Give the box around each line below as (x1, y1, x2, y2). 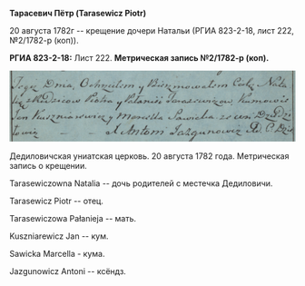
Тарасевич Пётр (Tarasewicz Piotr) (9, 8, 147, 18)
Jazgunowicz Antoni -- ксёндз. (9, 266, 127, 277)
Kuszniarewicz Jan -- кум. (9, 231, 109, 242)
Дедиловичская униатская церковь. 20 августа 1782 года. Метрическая (9, 151, 290, 162)
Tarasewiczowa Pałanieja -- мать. (9, 213, 136, 224)
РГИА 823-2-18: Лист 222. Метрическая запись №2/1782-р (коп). (9, 53, 270, 63)
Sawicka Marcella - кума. (9, 249, 105, 260)
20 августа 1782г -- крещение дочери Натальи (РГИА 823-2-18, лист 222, (9, 25, 295, 35)
